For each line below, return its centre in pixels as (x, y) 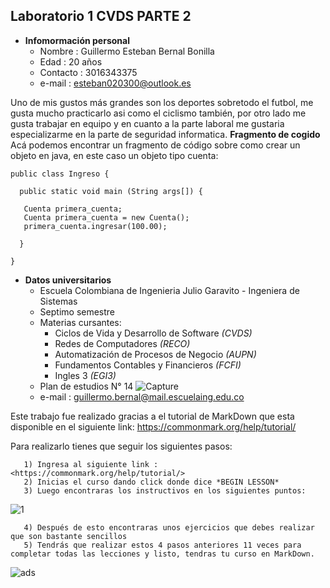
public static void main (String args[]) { (111, 191)
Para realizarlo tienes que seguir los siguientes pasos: (121, 446)
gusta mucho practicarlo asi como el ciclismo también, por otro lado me (158, 113)
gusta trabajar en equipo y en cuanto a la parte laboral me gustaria (147, 123)
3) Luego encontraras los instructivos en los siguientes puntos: (165, 490)
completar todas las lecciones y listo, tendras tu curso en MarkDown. (162, 554)
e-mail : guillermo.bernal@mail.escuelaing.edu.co (142, 396)
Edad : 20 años (71, 61)
